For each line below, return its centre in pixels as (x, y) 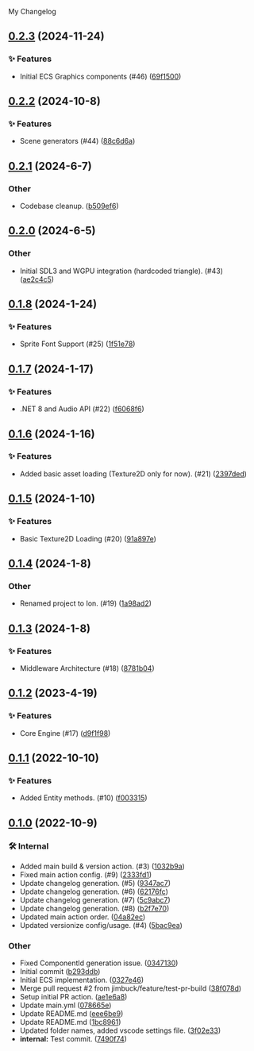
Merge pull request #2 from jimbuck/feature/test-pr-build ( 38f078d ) (131, 988)
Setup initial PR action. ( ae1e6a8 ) (73, 997)
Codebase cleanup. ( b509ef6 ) (69, 206)
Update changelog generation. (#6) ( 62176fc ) (94, 891)
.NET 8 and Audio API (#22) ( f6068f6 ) (82, 409)
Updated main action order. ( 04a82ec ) (83, 917)
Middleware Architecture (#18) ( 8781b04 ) (87, 668)
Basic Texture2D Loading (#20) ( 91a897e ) (88, 538)
